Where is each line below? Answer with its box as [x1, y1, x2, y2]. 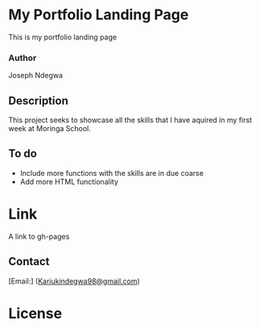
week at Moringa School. [8, 124, 91, 133]
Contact [8, 255, 50, 268]
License [8, 304, 63, 322]
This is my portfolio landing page [8, 32, 118, 42]
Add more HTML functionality [19, 177, 119, 186]
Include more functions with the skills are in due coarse [19, 168, 204, 178]
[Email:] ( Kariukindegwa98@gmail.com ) [8, 276, 141, 286]
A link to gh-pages [8, 231, 70, 241]
